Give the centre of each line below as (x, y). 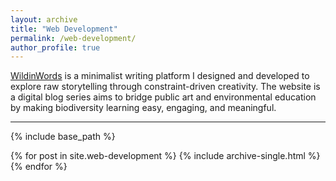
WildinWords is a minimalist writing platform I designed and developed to (160, 76)
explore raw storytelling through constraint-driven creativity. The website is (165, 87)
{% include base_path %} (63, 137)
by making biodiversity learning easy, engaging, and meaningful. (143, 108)
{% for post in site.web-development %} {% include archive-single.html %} (165, 156)
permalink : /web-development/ (73, 38)
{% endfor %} (39, 167)
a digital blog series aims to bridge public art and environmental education (163, 97)
